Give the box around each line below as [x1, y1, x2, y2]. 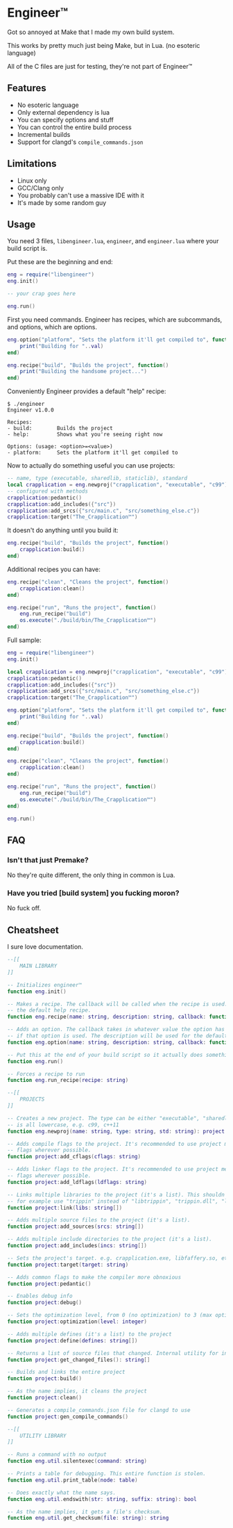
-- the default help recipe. [7, 1007, 92, 1014]
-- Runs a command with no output [7, 1451, 107, 1459]
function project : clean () [7, 1395, 82, 1402]
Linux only [17, 176, 47, 185]
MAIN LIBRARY [19, 962, 58, 970]
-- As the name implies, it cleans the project [7, 1388, 148, 1395]
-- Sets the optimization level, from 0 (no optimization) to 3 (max [7, 1312, 213, 1319]
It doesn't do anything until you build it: [7, 526, 119, 534]
